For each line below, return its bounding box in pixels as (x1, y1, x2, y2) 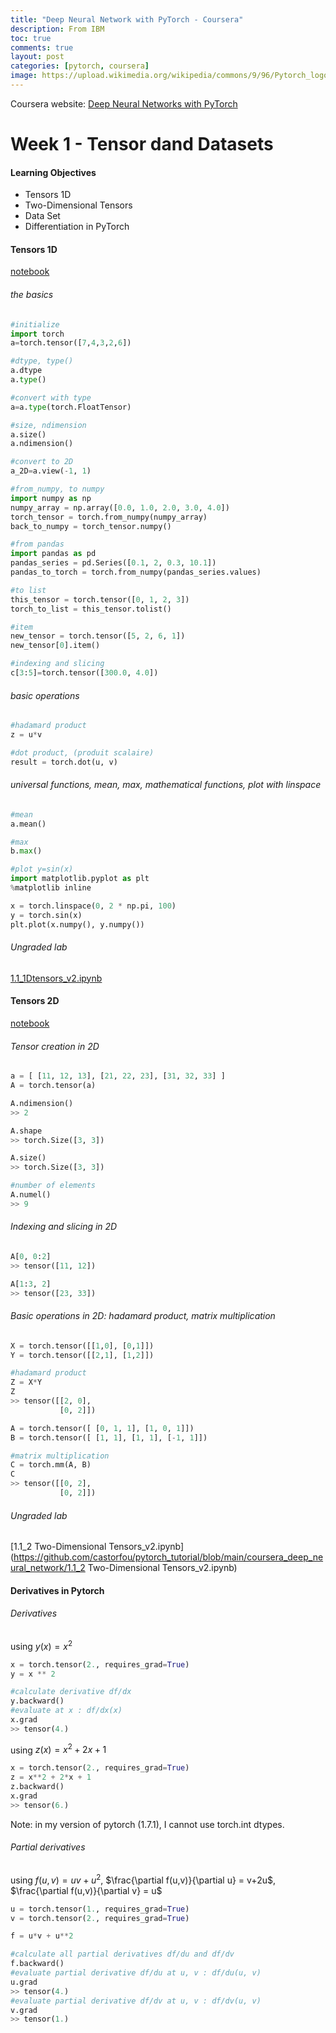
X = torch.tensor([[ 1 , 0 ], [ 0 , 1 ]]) (10, 1341, 155, 1351)
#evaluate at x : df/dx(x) (10, 1706, 123, 1716)
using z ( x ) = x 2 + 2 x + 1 (10, 1742, 107, 1756)
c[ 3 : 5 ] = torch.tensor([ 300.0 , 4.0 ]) (10, 668, 159, 678)
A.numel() (10, 1190, 52, 1200)
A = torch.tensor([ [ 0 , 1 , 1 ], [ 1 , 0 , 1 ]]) (10, 1423, 195, 1433)
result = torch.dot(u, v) (10, 757, 118, 767)
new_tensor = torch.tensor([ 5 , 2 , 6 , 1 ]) (10, 631, 186, 641)
